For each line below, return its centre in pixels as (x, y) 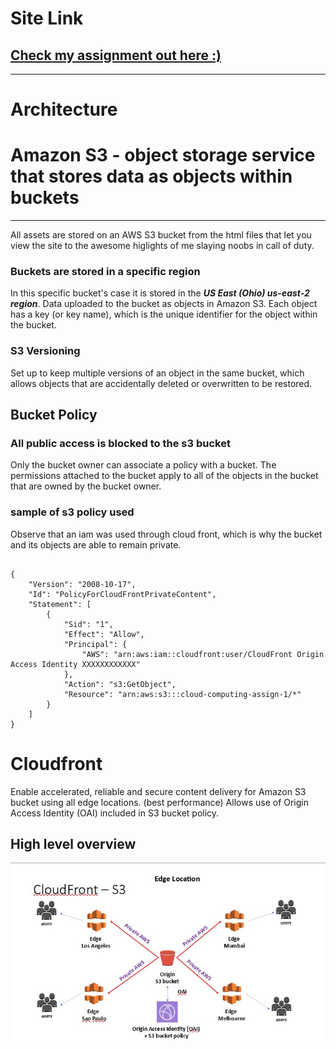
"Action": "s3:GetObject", (120, 684)
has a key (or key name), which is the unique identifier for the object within (164, 314)
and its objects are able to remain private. (96, 544)
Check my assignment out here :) (116, 55)
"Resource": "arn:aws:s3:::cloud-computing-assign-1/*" (182, 694)
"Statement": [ (60, 604)
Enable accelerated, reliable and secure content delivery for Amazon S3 (158, 791)
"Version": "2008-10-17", (82, 584)
